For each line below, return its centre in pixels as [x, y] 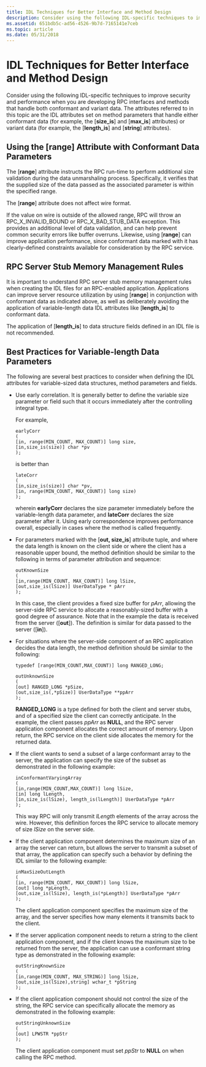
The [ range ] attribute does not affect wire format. [69, 203]
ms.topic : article [30, 29]
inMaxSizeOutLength [40, 872]
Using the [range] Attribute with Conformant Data [103, 147]
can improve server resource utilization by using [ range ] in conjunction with [102, 295]
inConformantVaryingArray [48, 778]
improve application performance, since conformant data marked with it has [102, 241]
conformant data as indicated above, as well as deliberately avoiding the [97, 301]
